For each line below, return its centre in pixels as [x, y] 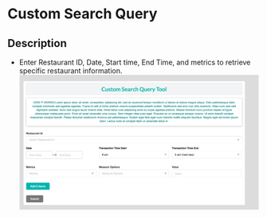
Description [37, 43]
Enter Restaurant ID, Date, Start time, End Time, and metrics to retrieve [135, 62]
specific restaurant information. [71, 71]
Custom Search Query [82, 14]
